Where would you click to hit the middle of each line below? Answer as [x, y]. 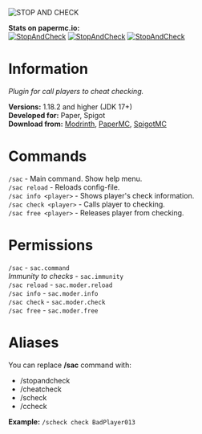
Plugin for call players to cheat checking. [76, 91]
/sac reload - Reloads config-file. [64, 187]
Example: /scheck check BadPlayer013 [72, 421]
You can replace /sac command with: [70, 365]
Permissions [51, 246]
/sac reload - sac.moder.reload [61, 285]
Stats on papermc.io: [44, 28]
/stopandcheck [45, 380]
